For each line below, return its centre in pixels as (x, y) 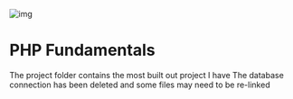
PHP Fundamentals (82, 50)
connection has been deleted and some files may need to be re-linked (140, 85)
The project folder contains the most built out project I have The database (147, 75)
